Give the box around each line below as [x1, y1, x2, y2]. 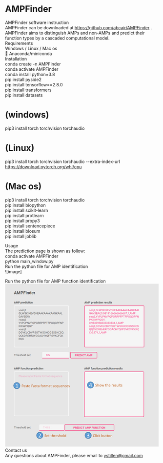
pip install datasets [5, 92, 43, 98]
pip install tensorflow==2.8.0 [5, 81, 63, 87]
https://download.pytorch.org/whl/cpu [5, 163, 82, 169]
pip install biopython [5, 202, 46, 208]
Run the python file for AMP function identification [5, 278, 106, 284]
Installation [5, 56, 27, 61]
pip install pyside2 [5, 77, 41, 82]
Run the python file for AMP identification [5, 263, 88, 269]
